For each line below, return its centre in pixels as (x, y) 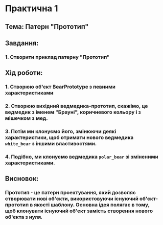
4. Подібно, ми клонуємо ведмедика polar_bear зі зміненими (82, 157)
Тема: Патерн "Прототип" (47, 27)
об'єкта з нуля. (24, 217)
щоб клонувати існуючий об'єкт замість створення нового (79, 211)
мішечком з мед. (26, 118)
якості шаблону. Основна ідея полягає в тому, (92, 205)
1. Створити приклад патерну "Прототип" (58, 57)
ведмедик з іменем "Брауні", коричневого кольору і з (73, 112)
